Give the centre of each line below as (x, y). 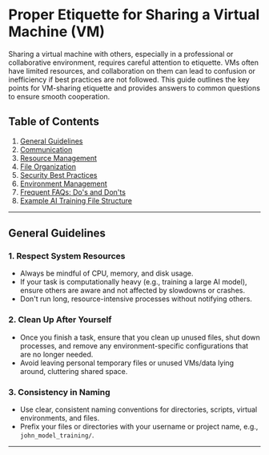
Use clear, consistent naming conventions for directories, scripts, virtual (139, 409)
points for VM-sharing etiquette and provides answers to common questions (134, 88)
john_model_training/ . (57, 435)
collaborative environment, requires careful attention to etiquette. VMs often (133, 62)
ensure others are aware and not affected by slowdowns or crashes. (132, 291)
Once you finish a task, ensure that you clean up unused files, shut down (140, 337)
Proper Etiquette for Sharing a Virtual (134, 15)
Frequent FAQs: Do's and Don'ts (73, 192)
